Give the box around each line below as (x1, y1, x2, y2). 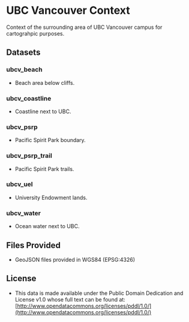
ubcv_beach (6, 66, 43, 74)
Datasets (6, 48, 41, 58)
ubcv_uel (6, 180, 33, 188)
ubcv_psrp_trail (6, 152, 52, 160)
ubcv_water (6, 209, 41, 217)
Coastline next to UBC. (14, 108, 71, 115)
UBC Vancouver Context (6, 4, 130, 17)
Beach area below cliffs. (14, 79, 75, 86)
